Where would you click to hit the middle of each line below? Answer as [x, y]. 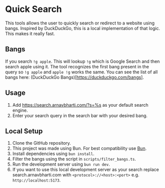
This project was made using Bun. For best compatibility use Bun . [79, 149]
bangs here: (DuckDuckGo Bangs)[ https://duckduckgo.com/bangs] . [75, 77]
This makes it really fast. [30, 33]
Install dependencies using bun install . [53, 154]
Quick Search [34, 9]
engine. [20, 110]
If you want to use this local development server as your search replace [85, 170]
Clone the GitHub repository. [41, 143]
